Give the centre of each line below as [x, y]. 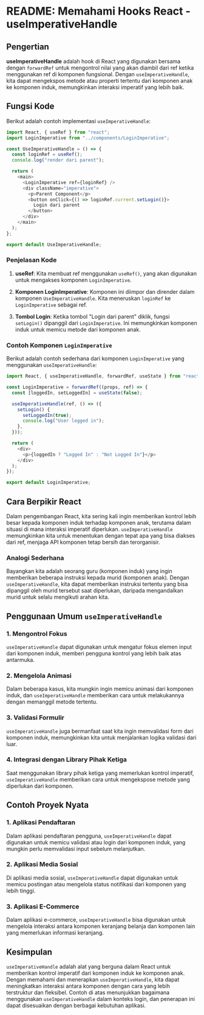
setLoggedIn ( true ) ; [47, 415]
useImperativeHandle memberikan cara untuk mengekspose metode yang [98, 779]
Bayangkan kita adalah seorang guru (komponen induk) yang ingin [89, 571]
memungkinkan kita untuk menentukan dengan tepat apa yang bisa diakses [101, 535]
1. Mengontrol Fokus [37, 633]
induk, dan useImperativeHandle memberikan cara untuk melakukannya [95, 696]
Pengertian [28, 47]
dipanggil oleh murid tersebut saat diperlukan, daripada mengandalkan [95, 591]
